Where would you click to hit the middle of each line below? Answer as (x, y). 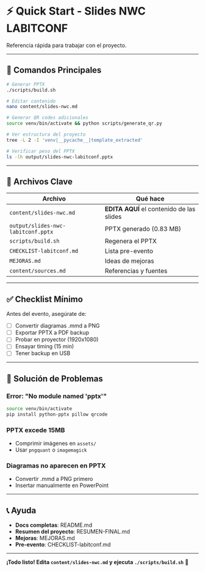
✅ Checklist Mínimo (45, 299)
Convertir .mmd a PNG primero (54, 479)
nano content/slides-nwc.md (42, 107)
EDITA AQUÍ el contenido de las (150, 209)
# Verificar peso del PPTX (41, 151)
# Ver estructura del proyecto (46, 134)
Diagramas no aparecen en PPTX (56, 466)
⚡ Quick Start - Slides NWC (76, 11)
